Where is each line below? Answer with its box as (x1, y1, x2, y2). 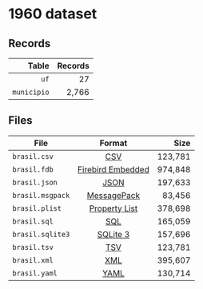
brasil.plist (12, 204, 62, 212)
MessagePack (86, 189, 141, 200)
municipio (12, 88, 50, 97)
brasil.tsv (12, 243, 54, 251)
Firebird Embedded (77, 164, 149, 175)
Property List (89, 203, 138, 214)
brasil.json (12, 177, 58, 187)
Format (99, 137, 128, 148)
